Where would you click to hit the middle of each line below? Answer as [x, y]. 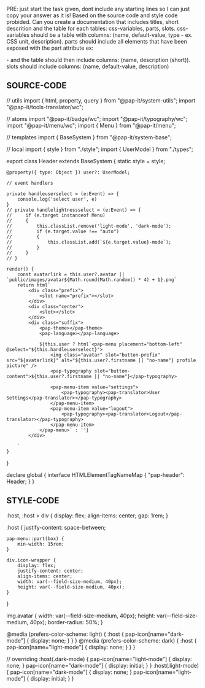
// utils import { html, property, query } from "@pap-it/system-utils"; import [101, 100]
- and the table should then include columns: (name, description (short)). [99, 60]
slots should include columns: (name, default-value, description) [88, 66]
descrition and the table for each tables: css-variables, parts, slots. [91, 28]
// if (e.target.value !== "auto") [63, 231]
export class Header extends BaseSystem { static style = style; [86, 161]
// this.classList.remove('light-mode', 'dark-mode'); [89, 226]
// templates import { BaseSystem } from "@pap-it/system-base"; [89, 137]
